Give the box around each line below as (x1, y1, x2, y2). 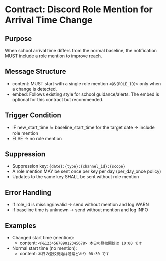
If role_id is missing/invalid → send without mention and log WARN (12, 202, 149, 208)
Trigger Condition (5, 111, 61, 120)
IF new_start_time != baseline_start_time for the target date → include (12, 124, 155, 130)
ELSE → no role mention (12, 135, 62, 141)
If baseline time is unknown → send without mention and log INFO (12, 207, 148, 213)
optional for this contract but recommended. (12, 96, 104, 102)
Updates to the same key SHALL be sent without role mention (12, 174, 139, 180)
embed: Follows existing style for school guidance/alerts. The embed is (12, 91, 159, 97)
